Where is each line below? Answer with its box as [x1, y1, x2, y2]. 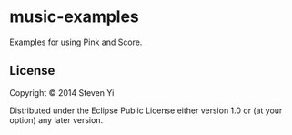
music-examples [9, 6, 139, 27]
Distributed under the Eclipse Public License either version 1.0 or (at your [9, 105, 283, 116]
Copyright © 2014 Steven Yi [9, 87, 115, 98]
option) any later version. [9, 114, 103, 125]
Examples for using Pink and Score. [9, 36, 143, 47]
